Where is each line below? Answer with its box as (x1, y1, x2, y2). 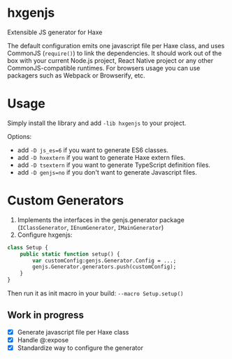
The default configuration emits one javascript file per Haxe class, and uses (7, 41, 225, 50)
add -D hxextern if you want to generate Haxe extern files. (17, 153, 186, 161)
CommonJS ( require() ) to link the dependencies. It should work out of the (7, 49, 222, 57)
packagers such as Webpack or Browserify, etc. (7, 71, 145, 80)
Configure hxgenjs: (17, 230, 73, 239)
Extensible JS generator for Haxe (7, 28, 103, 36)
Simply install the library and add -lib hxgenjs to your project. (7, 119, 187, 127)
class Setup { (7, 244, 49, 251)
